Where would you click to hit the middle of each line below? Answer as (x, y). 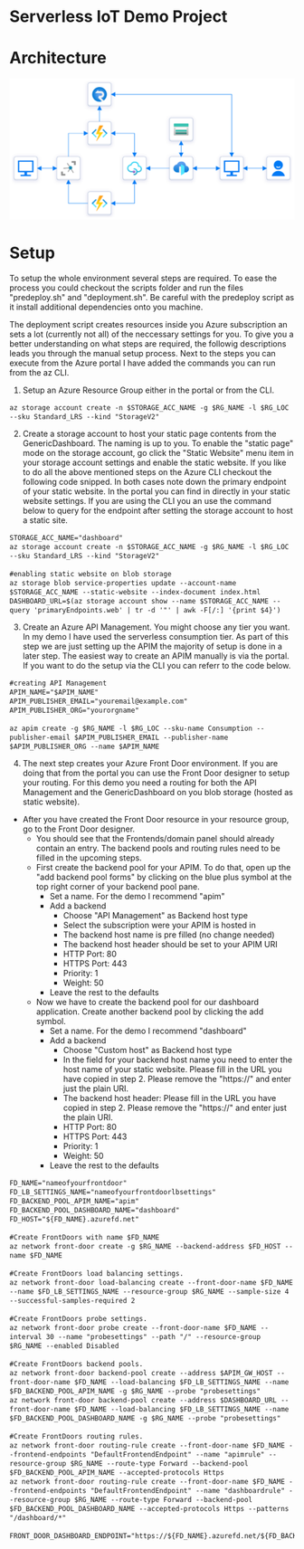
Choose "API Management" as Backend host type (156, 915)
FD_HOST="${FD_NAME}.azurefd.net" (75, 1219)
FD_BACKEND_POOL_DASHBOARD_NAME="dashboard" (95, 1210)
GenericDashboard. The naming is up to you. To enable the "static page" (158, 443)
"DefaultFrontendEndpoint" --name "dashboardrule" (187, 1490)
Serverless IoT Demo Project (119, 17)
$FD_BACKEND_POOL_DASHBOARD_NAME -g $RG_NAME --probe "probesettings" (145, 1418)
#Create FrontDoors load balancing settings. (96, 1273)
